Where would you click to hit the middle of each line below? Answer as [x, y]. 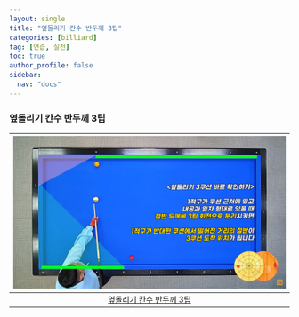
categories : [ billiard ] [53, 37]
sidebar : [25, 75]
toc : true [28, 56]
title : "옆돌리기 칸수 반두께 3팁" [66, 28]
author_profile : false [51, 66]
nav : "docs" [40, 84]
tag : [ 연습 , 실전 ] [40, 47]
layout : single [37, 19]
